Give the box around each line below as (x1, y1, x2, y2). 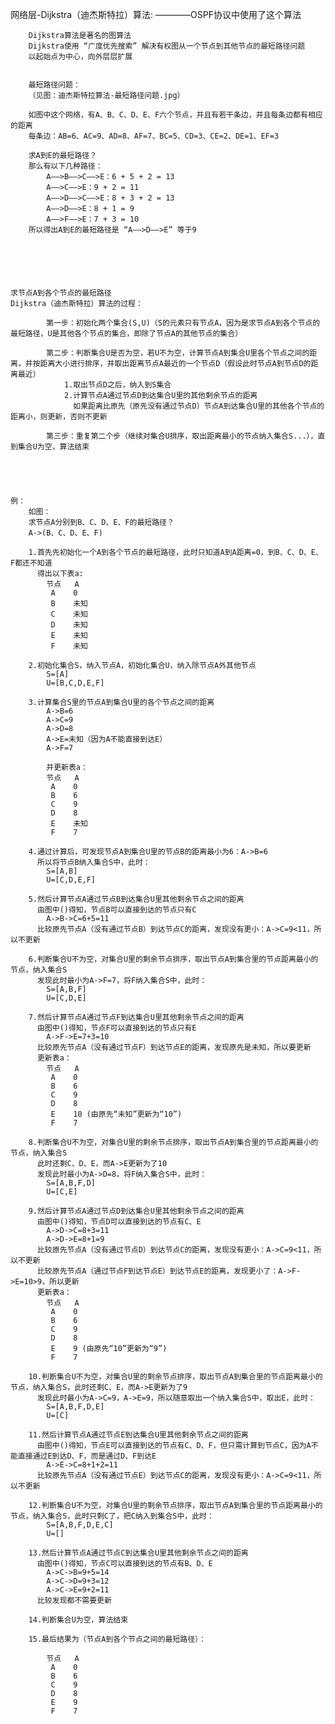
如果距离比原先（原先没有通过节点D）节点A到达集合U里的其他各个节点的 (73, 401, 325, 411)
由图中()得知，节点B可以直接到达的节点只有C (36, 905, 197, 915)
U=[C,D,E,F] (46, 875, 97, 885)
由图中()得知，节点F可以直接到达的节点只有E (36, 1023, 197, 1033)
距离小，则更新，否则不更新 (10, 412, 108, 422)
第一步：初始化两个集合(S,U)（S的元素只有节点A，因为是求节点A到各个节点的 (46, 318, 321, 328)
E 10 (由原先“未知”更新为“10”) (50, 1109, 183, 1119)
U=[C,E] (46, 1187, 78, 1197)
